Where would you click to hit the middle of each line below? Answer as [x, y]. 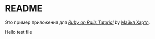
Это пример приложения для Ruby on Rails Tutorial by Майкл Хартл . [77, 22]
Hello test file [18, 32]
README [24, 9]
